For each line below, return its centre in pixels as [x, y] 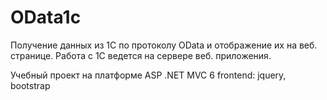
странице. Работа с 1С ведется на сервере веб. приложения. [141, 55]
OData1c [46, 17]
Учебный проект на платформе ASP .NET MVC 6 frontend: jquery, [148, 75]
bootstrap [30, 85]
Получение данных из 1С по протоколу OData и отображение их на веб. [164, 45]
